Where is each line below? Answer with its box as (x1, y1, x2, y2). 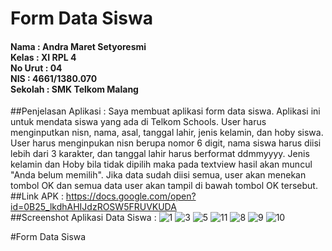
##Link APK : (10, 190, 64, 202)
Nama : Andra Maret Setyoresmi (10, 40, 147, 52)
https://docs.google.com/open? (65, 190, 197, 202)
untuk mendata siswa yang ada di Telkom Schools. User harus (10, 116, 267, 128)
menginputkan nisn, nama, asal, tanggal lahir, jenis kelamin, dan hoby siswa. (10, 127, 324, 139)
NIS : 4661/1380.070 (10, 72, 98, 84)
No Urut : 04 (10, 62, 63, 74)
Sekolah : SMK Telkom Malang (10, 83, 139, 95)
